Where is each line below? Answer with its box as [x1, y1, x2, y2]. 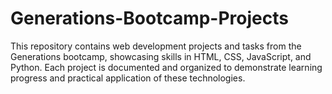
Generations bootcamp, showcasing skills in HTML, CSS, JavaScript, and [10, 50, 312, 62]
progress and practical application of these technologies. [10, 72, 246, 84]
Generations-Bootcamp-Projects [10, 7, 289, 30]
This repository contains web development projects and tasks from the [10, 40, 302, 52]
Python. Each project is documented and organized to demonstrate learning [10, 61, 323, 73]
